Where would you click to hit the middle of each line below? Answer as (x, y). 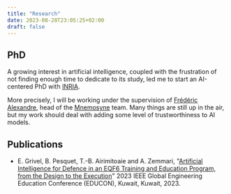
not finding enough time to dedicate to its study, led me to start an (102, 79)
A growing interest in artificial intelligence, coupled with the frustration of (112, 72)
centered (20, 87)
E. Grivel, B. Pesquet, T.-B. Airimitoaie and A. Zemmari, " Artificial (110, 161)
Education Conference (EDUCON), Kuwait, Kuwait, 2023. (99, 183)
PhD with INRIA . (57, 87)
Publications (35, 144)
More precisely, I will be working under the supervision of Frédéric (103, 100)
